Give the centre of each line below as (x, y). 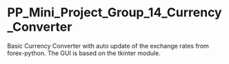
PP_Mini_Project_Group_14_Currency (114, 13)
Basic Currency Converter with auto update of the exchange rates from (108, 46)
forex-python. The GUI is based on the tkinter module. (84, 53)
